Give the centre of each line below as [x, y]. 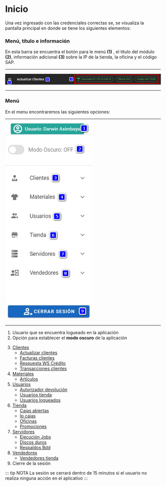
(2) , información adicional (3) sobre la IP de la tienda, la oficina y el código [81, 57]
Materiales [23, 373]
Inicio [17, 9]
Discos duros [33, 442]
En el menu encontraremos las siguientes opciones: [58, 112]
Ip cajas [28, 416]
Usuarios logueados [40, 400]
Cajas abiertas [34, 411]
